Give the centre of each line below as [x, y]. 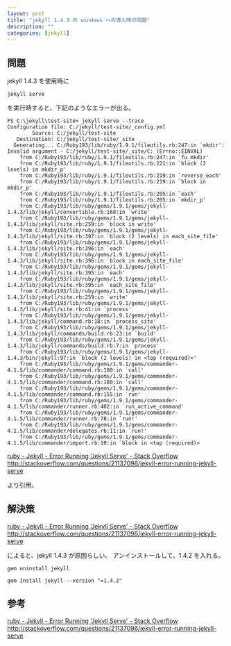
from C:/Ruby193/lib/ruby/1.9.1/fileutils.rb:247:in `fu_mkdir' [114, 158]
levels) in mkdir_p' [37, 170]
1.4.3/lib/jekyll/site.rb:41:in [54, 310]
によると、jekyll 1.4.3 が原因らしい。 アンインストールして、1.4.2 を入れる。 [116, 555]
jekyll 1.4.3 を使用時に [38, 81]
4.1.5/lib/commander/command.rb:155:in [65, 395]
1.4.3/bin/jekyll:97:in [42, 358]
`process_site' [135, 322]
